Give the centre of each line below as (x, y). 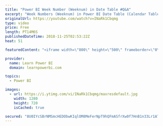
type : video (17, 23)
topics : (13, 76)
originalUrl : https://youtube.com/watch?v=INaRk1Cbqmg (62, 18)
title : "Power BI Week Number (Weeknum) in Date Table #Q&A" (68, 9)
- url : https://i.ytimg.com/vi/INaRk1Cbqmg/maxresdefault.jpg (73, 94)
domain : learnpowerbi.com (36, 68)
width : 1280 (26, 98)
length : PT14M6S (21, 32)
